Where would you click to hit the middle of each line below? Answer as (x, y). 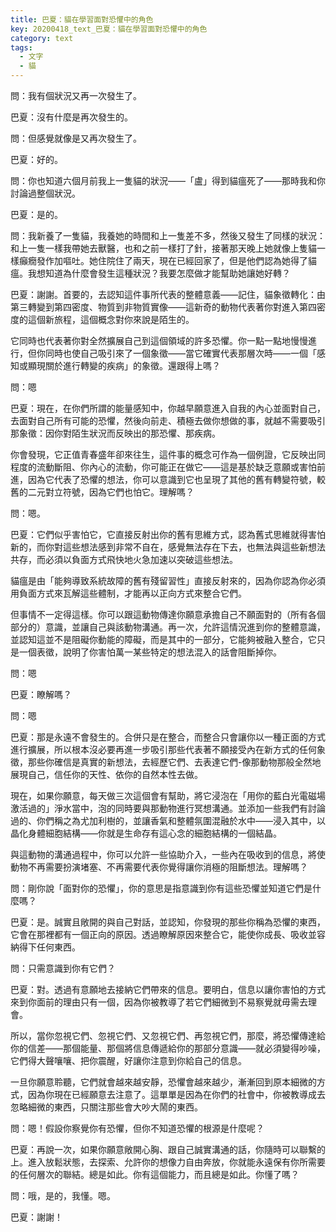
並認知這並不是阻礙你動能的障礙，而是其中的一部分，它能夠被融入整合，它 (163, 639)
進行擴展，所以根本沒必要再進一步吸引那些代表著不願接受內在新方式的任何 (163, 749)
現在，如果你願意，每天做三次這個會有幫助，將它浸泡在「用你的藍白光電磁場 (168, 795)
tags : (21, 47)
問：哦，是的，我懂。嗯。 (63, 1195)
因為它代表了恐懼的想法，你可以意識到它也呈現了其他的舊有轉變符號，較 (176, 479)
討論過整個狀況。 (45, 193)
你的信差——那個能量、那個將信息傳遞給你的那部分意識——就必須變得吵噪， (168, 1048)
